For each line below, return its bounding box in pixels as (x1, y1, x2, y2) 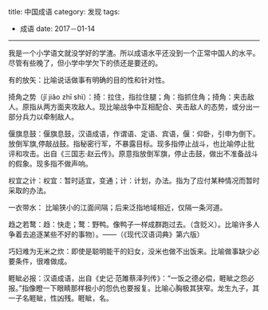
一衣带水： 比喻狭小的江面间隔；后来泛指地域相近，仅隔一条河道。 (8, 202, 227, 212)
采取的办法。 (8, 186, 50, 195)
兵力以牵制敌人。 (22, 112, 78, 121)
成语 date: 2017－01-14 (19, 24, 96, 33)
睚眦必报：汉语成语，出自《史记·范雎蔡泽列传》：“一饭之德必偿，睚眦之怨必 (8, 273, 255, 283)
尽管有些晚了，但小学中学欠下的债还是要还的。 (8, 58, 162, 68)
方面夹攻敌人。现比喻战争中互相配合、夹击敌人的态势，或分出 (49, 102, 253, 112)
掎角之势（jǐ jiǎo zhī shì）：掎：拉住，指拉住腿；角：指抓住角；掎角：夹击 (8, 92, 248, 101)
